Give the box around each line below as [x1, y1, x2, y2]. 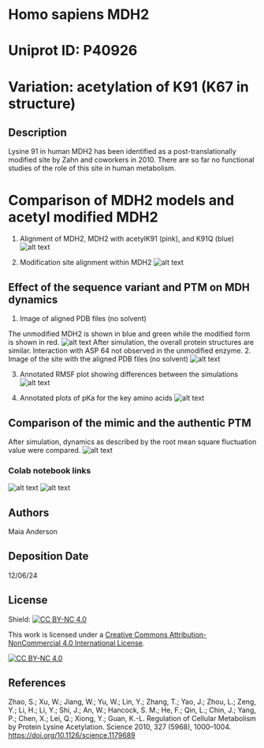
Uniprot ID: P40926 [8, 42, 138, 60]
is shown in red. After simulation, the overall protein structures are [8, 338, 255, 347]
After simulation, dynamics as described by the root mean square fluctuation [8, 436, 257, 447]
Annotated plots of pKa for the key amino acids [19, 393, 173, 403]
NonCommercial [8, 638, 61, 648]
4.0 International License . [62, 638, 145, 648]
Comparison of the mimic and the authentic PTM [8, 416, 252, 429]
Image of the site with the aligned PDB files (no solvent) [8, 354, 189, 364]
